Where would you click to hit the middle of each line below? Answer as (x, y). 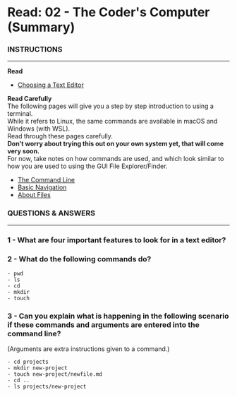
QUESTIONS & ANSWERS (51, 213)
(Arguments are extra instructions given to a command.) (89, 349)
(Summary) (41, 27)
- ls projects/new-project (47, 387)
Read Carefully (30, 99)
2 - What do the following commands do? (79, 259)
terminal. (20, 114)
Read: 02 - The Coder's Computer (109, 12)
